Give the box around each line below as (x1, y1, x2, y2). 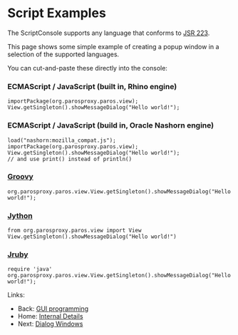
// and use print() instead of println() (7, 155, 133, 163)
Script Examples (7, 5, 107, 21)
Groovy (7, 172, 33, 182)
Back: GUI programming (17, 304, 89, 313)
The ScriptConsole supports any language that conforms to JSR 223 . (7, 29, 210, 37)
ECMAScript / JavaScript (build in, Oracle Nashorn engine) (7, 120, 214, 130)
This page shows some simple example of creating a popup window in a (7, 42, 219, 51)
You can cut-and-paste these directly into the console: (7, 63, 167, 72)
